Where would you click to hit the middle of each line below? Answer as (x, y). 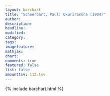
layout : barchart (23, 10)
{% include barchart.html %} (34, 89)
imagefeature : (20, 47)
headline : (15, 28)
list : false (17, 70)
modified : (15, 33)
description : (19, 24)
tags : (11, 42)
